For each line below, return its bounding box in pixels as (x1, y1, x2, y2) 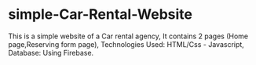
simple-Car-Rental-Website (8, 5, 193, 23)
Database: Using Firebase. (8, 48, 94, 57)
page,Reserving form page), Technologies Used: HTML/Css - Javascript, (8, 39, 245, 49)
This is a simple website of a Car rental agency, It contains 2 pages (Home (8, 31, 249, 41)
